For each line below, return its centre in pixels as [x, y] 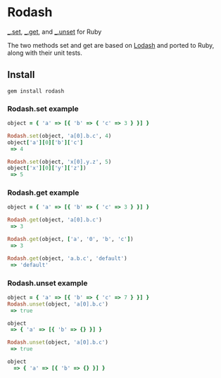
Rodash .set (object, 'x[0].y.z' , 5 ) [59, 162]
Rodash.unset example [48, 283]
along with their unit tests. [45, 53]
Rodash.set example [43, 108]
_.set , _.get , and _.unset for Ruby [55, 32]
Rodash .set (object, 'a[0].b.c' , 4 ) [59, 136]
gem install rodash [36, 91]
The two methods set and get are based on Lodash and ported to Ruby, [111, 45]
